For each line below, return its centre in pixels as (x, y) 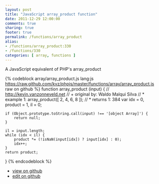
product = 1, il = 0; (24, 105)
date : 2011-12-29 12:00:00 (33, 19)
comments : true (21, 23)
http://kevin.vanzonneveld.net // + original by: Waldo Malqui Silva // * (75, 94)
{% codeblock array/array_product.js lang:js (50, 79)
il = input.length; (25, 131)
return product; (22, 153)
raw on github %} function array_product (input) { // (57, 89)
